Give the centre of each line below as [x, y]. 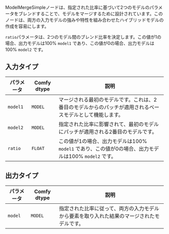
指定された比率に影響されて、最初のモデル [109, 124]
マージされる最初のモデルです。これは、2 [108, 100]
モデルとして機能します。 [94, 115]
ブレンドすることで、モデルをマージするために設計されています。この [91, 14]
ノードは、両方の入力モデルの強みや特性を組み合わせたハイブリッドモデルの [84, 20]
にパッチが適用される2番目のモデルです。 [108, 131]
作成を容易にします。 [27, 26]
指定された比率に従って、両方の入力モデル [109, 208]
